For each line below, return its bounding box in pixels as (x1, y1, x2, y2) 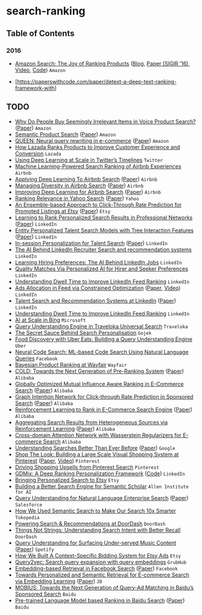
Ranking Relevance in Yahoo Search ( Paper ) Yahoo (14, 195, 139, 202)
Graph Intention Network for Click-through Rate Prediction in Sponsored (14, 393, 194, 400)
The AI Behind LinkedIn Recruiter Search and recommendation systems (14, 246, 192, 253)
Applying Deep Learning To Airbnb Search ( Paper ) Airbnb (14, 175, 158, 183)
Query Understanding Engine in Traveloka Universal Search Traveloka (14, 322, 188, 329)
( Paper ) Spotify (14, 545, 54, 552)
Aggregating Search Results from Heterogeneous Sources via (14, 419, 168, 426)
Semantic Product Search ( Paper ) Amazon (14, 131, 116, 138)
